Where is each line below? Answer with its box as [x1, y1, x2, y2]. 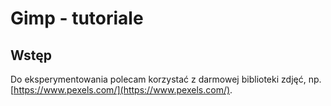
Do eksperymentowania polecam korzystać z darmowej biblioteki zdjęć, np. [10, 73, 322, 85]
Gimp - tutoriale [10, 7, 144, 30]
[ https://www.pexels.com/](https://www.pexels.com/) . [10, 84, 233, 96]
